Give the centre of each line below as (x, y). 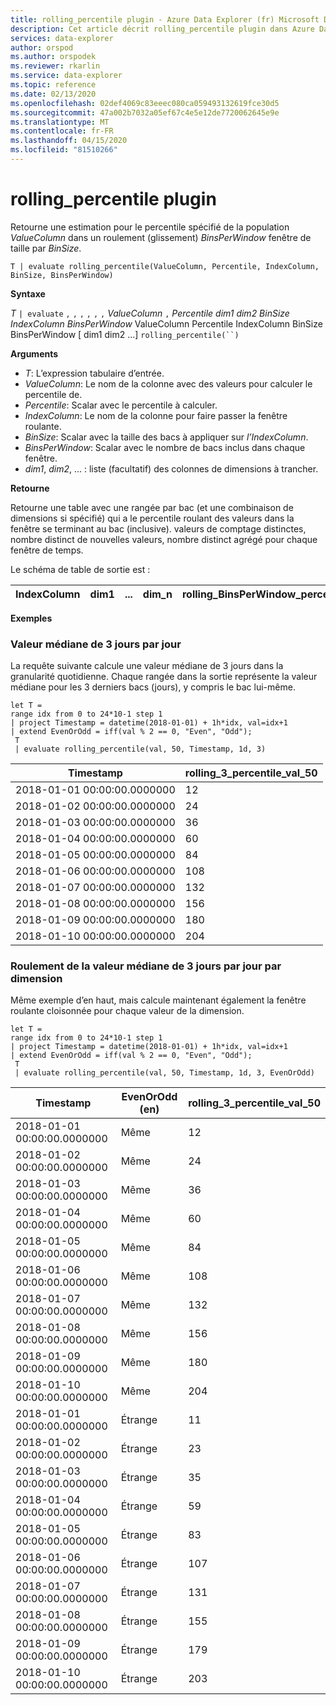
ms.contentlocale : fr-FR (62, 131)
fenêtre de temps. (47, 550)
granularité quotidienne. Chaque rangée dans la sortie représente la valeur (164, 677)
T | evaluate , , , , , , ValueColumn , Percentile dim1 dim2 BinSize (150, 313)
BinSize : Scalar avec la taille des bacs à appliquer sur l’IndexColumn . (166, 437)
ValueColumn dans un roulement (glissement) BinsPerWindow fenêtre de (161, 237)
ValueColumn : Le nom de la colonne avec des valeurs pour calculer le (168, 383)
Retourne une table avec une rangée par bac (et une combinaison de (152, 507)
